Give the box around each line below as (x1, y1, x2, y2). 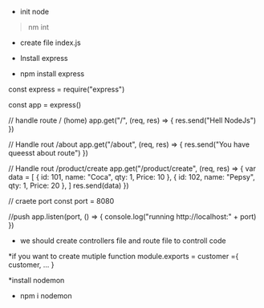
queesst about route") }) (8, 148, 88, 157)
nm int (27, 22, 50, 31)
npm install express (19, 69, 85, 79)
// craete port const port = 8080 (8, 197, 115, 205)
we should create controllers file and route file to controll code (19, 236, 226, 245)
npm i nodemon (19, 291, 72, 300)
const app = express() (8, 100, 82, 109)
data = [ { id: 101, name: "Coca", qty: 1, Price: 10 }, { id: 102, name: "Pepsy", (8, 172, 255, 181)
